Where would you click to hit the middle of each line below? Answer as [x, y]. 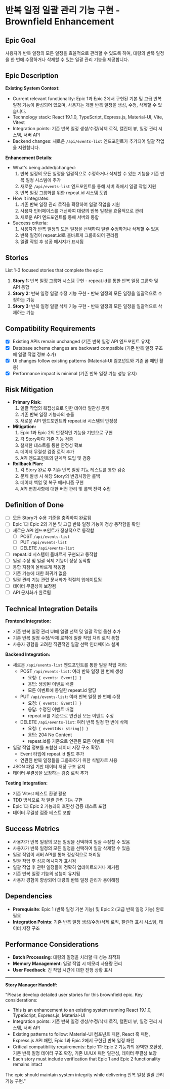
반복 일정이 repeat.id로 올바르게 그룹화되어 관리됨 [69, 235]
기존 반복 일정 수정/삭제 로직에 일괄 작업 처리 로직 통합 [66, 638]
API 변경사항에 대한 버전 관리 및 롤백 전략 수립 [66, 489]
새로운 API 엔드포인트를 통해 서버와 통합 [59, 217]
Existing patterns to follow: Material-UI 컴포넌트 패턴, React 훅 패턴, [81, 1034]
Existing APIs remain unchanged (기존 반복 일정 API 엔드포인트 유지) [81, 342]
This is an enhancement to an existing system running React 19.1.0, [82, 1010]
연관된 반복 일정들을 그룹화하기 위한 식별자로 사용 [69, 760]
